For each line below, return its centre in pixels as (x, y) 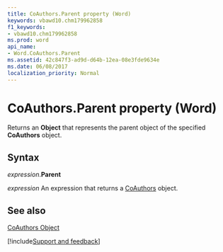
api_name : (22, 47)
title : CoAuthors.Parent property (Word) (69, 14)
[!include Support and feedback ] (54, 241)
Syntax (23, 157)
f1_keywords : (27, 27)
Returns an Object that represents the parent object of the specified (107, 127)
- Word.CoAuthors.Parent (44, 54)
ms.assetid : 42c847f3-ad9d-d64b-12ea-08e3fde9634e (84, 60)
